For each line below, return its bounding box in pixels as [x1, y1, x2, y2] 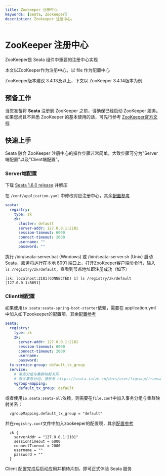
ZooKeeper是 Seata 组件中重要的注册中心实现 [5, 57, 98, 62]
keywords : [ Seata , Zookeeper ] [5, 12, 68, 17]
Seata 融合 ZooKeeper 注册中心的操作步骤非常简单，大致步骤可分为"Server [5, 150, 158, 156]
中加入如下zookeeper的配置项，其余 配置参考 [5, 311, 96, 317]
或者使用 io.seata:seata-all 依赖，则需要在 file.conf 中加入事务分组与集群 [5, 395, 156, 401]
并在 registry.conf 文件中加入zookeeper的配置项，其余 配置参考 [5, 420, 134, 426]
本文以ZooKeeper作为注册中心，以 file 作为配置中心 [5, 67, 110, 73]
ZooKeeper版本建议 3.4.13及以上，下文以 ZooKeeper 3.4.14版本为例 [5, 78, 142, 84]
